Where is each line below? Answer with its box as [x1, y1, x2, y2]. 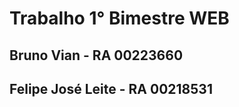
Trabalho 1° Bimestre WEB [9, 7, 230, 30]
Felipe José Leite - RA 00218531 [9, 80, 213, 97]
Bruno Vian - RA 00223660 [9, 47, 184, 64]
